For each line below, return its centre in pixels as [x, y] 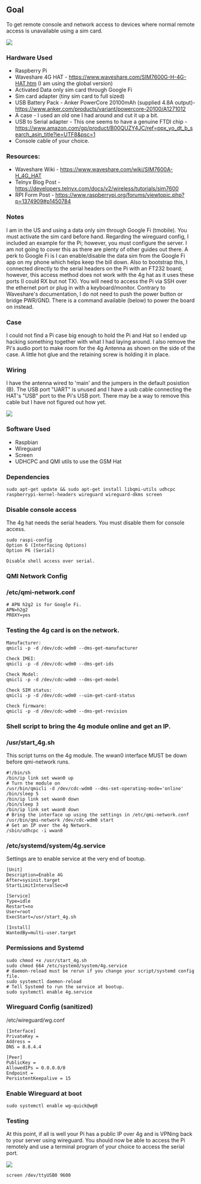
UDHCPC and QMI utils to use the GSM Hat [68, 461]
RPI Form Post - [34, 195]
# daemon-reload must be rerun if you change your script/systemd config [100, 971]
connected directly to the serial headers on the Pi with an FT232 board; [94, 268]
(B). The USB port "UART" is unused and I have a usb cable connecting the [99, 389]
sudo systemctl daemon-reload [44, 982]
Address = [19, 1042]
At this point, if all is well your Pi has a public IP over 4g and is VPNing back [99, 1134]
